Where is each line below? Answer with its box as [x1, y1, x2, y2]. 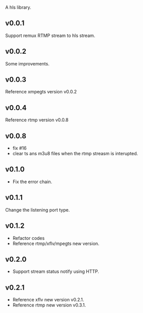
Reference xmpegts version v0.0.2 [5, 89, 77, 95]
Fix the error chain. [12, 179, 53, 185]
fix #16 [12, 145, 27, 151]
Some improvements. [5, 60, 50, 66]
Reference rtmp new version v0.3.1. [12, 302, 86, 308]
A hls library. [5, 5, 31, 10]
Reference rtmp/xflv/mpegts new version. [12, 240, 100, 247]
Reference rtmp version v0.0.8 [5, 117, 69, 123]
